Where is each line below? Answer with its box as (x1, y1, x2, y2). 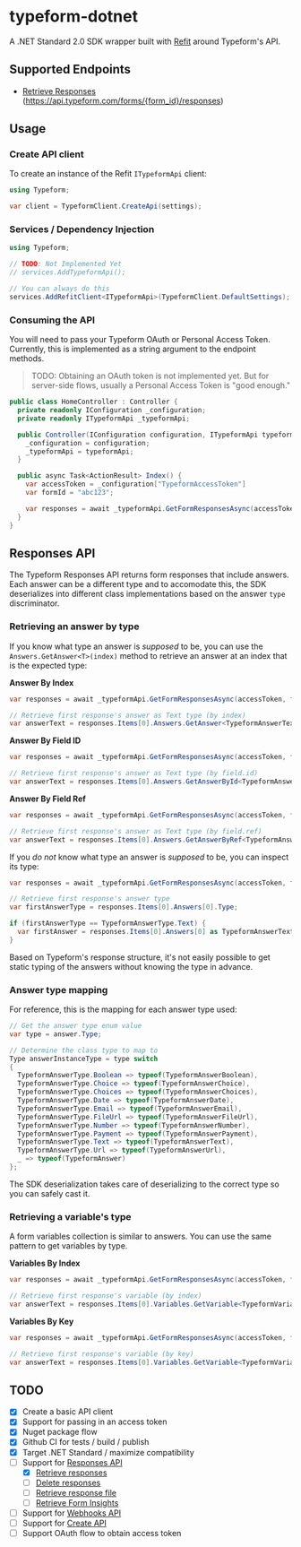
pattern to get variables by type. (9, 1240, 128, 1251)
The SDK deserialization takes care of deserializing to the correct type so (9, 1179, 279, 1189)
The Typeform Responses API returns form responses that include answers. (9, 569, 289, 580)
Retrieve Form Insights (35, 1497, 119, 1508)
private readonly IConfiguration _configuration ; (17, 406, 206, 415)
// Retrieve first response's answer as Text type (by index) (9, 711, 246, 720)
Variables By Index (9, 1257, 81, 1269)
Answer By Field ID (9, 735, 82, 746)
